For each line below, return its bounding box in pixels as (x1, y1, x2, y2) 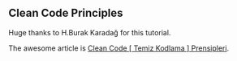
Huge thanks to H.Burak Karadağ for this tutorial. (8, 27, 171, 37)
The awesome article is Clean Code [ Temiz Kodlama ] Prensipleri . (8, 43, 230, 53)
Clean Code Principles (8, 6, 123, 20)
